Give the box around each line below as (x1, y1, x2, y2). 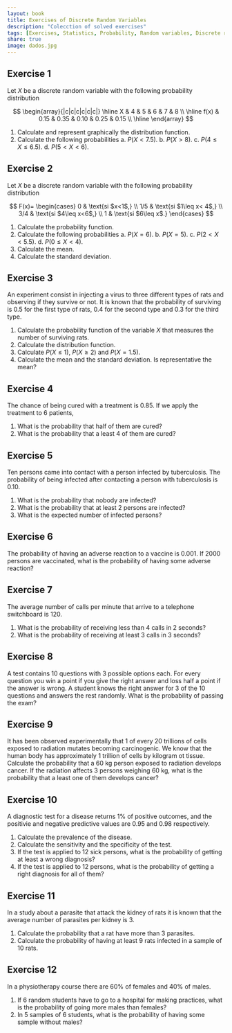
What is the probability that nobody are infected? (17, 496, 157, 504)
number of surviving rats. (17, 333, 90, 342)
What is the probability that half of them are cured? (17, 422, 162, 430)
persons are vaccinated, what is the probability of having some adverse (7, 556, 211, 565)
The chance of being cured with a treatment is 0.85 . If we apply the (7, 401, 199, 409)
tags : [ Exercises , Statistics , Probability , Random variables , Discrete (7, 29, 221, 37)
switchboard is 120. (7, 610, 62, 618)
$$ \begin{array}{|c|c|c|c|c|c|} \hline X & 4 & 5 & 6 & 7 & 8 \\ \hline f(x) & (12, 107, 220, 115)
